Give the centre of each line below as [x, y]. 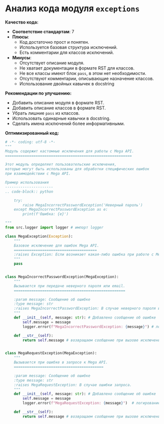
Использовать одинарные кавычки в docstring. [61, 118]
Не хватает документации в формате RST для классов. [77, 68]
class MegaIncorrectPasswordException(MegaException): [62, 277]
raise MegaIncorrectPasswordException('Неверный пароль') [83, 205]
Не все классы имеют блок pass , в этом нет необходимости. [83, 73]
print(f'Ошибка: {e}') [46, 214]
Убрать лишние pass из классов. [46, 113]
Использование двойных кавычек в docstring [67, 83]
